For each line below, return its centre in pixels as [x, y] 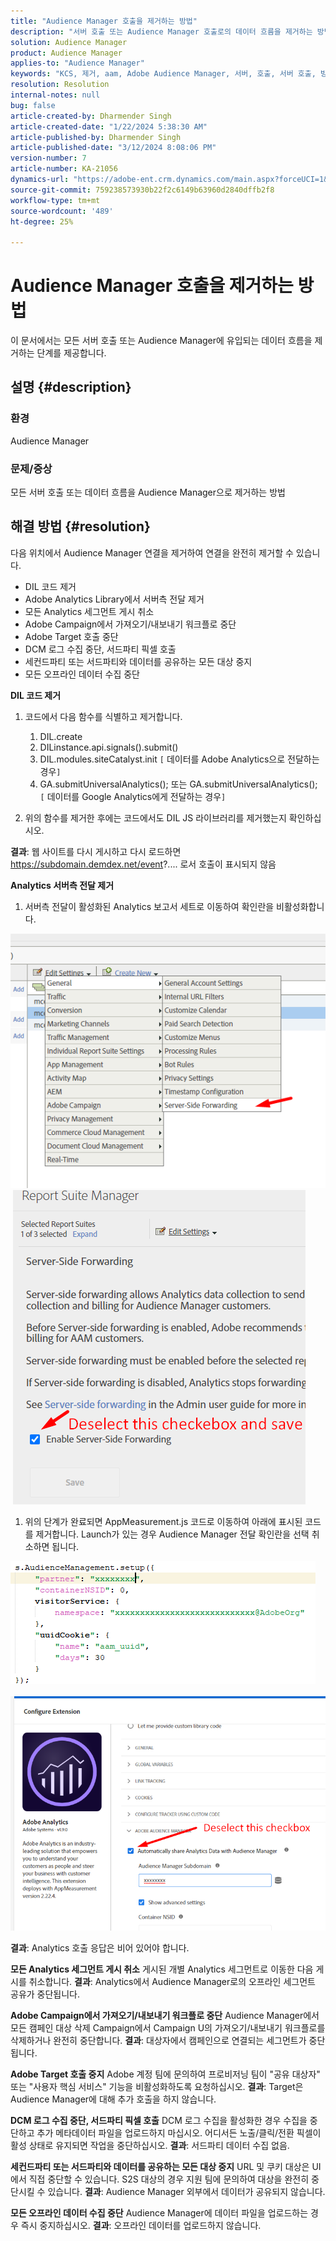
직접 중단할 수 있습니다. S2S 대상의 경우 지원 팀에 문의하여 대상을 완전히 [169, 2179]
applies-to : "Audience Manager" [77, 63]
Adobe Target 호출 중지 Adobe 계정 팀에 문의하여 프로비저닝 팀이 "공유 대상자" [165, 2074]
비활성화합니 [300, 906]
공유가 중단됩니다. [45, 1994]
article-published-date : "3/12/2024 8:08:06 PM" [113, 148]
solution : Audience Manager [69, 42]
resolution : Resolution [60, 85]
